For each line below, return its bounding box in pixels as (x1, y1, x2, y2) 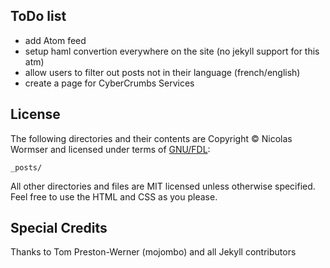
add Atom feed (24, 34, 87, 46)
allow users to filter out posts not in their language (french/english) (24, 66, 301, 78)
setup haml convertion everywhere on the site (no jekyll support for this (24, 45, 320, 57)
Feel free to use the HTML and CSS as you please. (10, 190, 218, 203)
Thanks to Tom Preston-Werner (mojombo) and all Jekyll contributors (10, 246, 297, 258)
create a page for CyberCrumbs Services (24, 77, 195, 89)
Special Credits (10, 220, 108, 237)
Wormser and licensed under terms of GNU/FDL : (10, 143, 211, 155)
